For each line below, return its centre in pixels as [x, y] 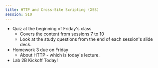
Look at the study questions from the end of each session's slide [86, 39]
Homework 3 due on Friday [40, 50]
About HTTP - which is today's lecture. [60, 55]
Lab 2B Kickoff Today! [35, 60]
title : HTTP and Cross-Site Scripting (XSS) [52, 10]
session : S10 [19, 14]
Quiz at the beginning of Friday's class [52, 28]
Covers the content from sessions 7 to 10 [62, 34]
